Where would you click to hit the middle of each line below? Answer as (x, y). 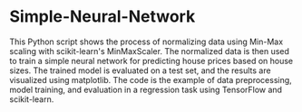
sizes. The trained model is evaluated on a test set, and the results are (140, 70)
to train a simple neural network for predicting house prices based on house (151, 61)
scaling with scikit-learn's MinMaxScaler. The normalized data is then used (150, 51)
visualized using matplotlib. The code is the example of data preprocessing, (151, 79)
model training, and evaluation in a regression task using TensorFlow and (146, 89)
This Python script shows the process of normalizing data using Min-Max (146, 42)
